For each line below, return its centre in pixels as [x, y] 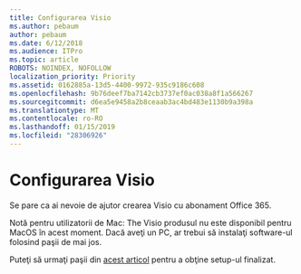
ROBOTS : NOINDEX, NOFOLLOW [60, 69]
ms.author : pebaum [44, 26]
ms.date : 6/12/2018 [46, 43]
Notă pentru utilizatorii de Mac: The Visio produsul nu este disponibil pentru [150, 222]
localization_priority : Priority [73, 77]
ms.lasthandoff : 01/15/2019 [63, 128]
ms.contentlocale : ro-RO [56, 118]
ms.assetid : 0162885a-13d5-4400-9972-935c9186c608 [107, 85]
